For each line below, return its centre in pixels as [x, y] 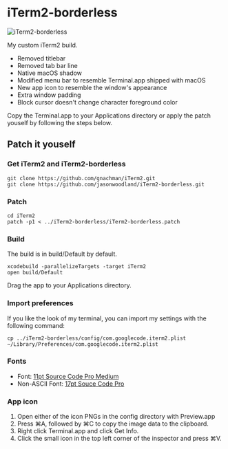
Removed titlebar [41, 58]
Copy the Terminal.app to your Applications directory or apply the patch [109, 116]
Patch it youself [41, 145]
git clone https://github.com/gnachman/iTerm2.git [81, 178]
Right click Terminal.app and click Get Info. [78, 431]
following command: [36, 325]
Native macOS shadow [50, 73]
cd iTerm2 [21, 216]
